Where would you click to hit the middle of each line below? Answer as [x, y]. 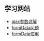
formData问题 [25, 27]
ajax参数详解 [24, 21]
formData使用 [25, 34]
